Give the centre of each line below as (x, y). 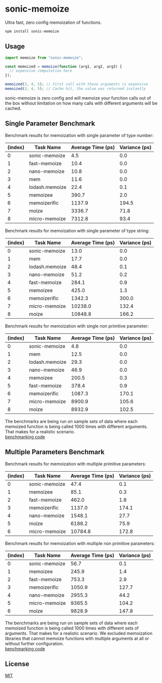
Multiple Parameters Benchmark (55, 452)
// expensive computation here (41, 71)
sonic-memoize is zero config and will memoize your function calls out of (78, 98)
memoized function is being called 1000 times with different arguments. (76, 427)
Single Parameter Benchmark (50, 124)
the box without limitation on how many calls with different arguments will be (81, 103)
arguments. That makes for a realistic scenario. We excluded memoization (79, 633)
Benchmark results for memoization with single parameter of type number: (79, 135)
